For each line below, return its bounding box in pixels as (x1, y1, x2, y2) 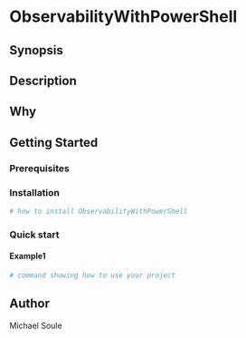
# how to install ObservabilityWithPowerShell (9, 207, 188, 216)
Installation (9, 186, 61, 198)
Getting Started (9, 134, 99, 150)
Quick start (9, 228, 61, 241)
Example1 (9, 251, 47, 262)
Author (9, 296, 50, 312)
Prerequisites (9, 161, 70, 174)
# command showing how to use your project (9, 270, 176, 280)
